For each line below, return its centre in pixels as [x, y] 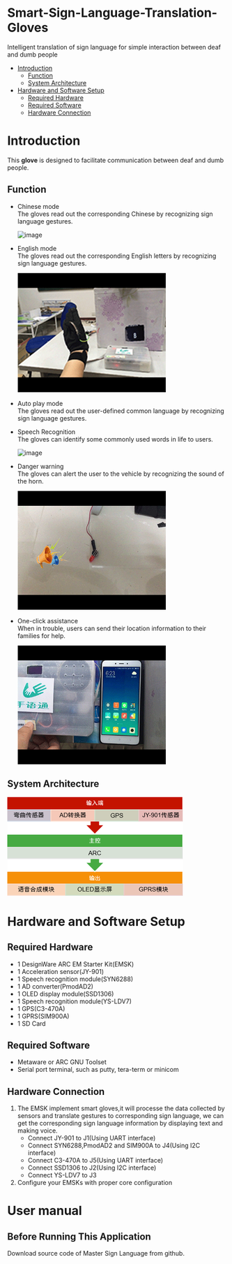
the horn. [30, 481]
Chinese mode [38, 206]
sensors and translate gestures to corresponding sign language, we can [121, 1116]
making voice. [37, 1131]
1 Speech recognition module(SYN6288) [75, 979]
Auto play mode [40, 403]
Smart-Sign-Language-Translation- [113, 13]
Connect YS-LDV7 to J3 [62, 1175]
